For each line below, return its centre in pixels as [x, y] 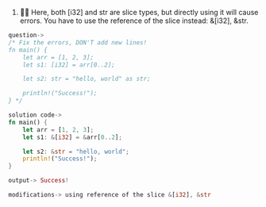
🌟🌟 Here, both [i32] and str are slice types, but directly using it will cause [139, 12]
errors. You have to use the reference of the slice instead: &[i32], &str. [134, 21]
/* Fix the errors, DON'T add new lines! [78, 42]
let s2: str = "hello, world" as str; [87, 79]
